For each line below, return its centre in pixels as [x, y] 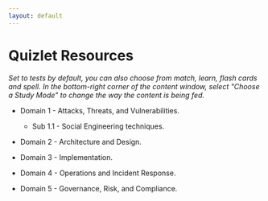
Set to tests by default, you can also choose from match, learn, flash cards [133, 78]
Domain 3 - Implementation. [66, 157]
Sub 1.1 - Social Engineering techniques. [98, 126]
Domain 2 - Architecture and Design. [81, 142]
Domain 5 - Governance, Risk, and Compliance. [99, 188]
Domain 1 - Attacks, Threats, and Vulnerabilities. [99, 110]
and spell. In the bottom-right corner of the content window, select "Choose [134, 86]
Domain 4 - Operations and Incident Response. [98, 173]
